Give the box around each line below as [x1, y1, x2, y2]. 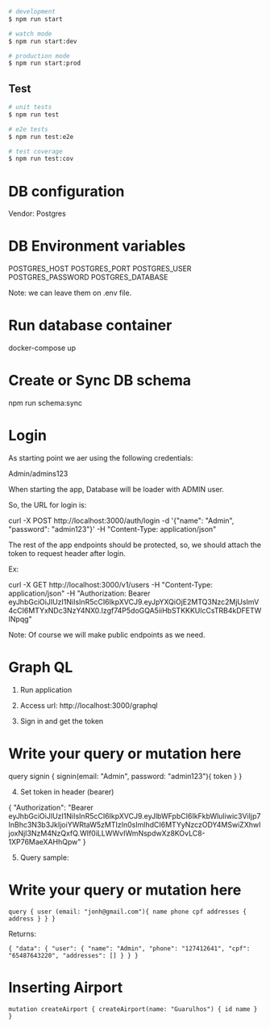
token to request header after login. [8, 549, 127, 558]
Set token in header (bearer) [19, 786, 114, 796]
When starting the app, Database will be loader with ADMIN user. [8, 485, 224, 494]
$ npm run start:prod [8, 59, 81, 68]
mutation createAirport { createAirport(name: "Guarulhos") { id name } [8, 1005, 258, 1013]
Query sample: [19, 853, 69, 862]
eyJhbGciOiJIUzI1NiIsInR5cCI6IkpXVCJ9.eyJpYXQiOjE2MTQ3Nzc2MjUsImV [8, 597, 260, 606]
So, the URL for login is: [8, 500, 87, 509]
